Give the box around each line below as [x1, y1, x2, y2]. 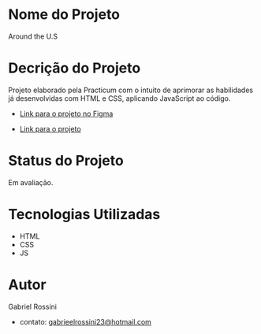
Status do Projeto [8, 152, 124, 170]
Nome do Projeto [8, 6, 121, 24]
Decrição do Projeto [8, 59, 141, 77]
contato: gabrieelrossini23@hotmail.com [19, 317, 152, 326]
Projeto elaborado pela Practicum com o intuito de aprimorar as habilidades [8, 85, 254, 95]
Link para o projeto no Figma [19, 109, 114, 118]
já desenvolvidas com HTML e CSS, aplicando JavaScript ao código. [8, 93, 231, 103]
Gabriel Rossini [8, 302, 58, 311]
